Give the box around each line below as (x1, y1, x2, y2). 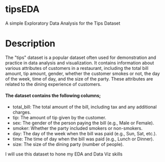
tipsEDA (5, 4, 40, 15)
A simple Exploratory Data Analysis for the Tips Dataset (5, 20, 121, 26)
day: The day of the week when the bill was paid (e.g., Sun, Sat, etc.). (12, 131, 157, 137)
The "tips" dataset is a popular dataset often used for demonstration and (5, 54, 156, 60)
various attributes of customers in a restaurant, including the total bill (5, 65, 149, 71)
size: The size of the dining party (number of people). (12, 141, 124, 147)
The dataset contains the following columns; (5, 93, 101, 99)
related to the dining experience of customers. (5, 81, 102, 87)
